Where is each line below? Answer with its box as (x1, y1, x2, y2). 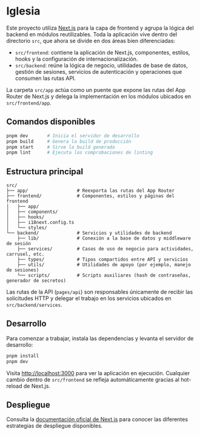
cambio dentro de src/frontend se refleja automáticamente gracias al (6, 376, 180, 383)
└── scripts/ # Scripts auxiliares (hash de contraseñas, (17, 272, 191, 279)
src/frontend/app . (6, 99, 52, 106)
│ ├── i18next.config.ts (6, 220, 75, 226)
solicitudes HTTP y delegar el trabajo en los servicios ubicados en (6, 295, 172, 302)
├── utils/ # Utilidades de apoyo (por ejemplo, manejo (17, 262, 191, 268)
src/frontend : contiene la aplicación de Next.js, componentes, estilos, (15, 48, 190, 56)
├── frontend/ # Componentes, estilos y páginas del (6, 193, 175, 199)
